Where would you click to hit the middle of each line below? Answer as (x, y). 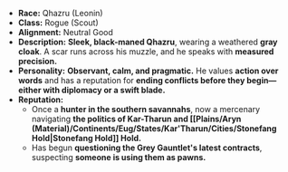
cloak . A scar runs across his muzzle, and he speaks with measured (146, 52)
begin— (261, 80)
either (29, 90)
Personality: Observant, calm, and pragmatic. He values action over (148, 71)
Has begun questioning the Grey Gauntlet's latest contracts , (147, 148)
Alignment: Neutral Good (65, 32)
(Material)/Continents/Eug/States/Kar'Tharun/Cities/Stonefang (154, 129)
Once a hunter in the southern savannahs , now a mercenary (146, 109)
